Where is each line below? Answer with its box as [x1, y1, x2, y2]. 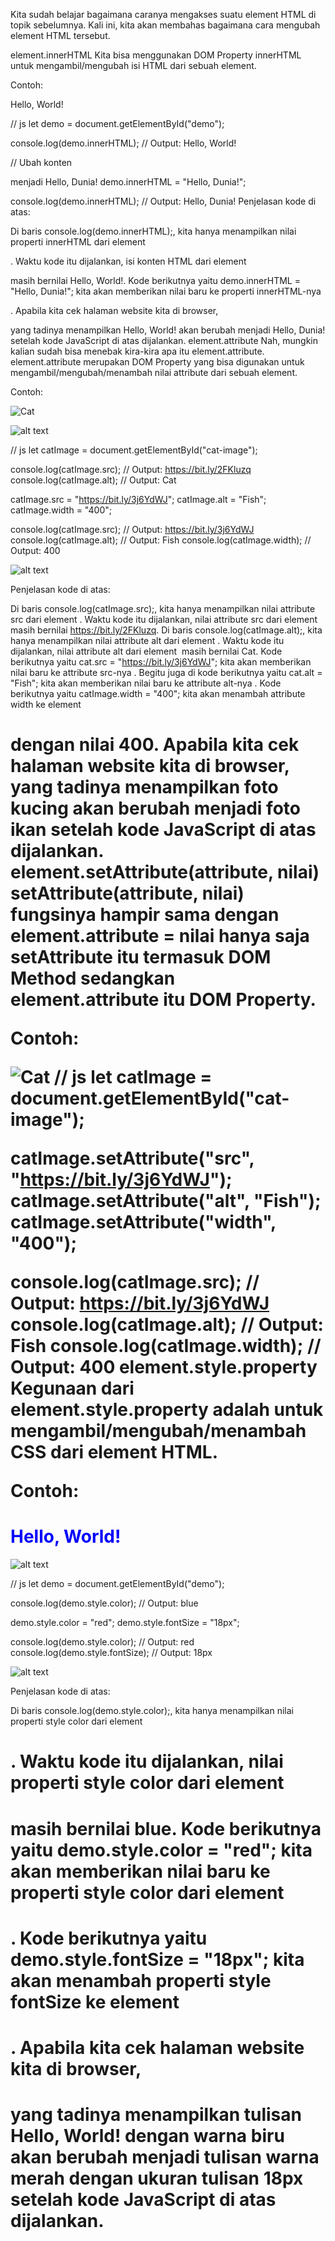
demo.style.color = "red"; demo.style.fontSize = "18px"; [10, 1617, 240, 1629]
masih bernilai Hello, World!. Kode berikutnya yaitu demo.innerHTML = [10, 275, 301, 286]
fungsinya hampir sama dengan [10, 904, 280, 926]
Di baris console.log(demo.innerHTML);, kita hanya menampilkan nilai [10, 225, 297, 237]
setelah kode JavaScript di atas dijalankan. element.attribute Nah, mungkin [10, 335, 319, 346]
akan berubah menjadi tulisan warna [10, 2146, 320, 2169]
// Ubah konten [10, 157, 73, 168]
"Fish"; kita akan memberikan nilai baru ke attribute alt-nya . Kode [10, 677, 282, 689]
